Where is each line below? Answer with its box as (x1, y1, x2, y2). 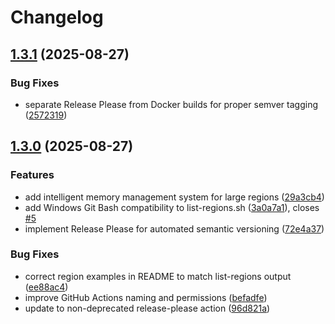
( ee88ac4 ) (24, 281, 69, 293)
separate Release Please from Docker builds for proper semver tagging (24, 98, 318, 110)
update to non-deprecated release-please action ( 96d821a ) (24, 302, 271, 314)
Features (10, 168, 55, 182)
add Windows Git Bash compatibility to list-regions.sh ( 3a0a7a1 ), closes (24, 201, 320, 213)
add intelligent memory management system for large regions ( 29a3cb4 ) (24, 191, 325, 203)
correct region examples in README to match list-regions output (24, 270, 292, 282)
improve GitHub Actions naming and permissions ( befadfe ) (24, 291, 268, 303)
